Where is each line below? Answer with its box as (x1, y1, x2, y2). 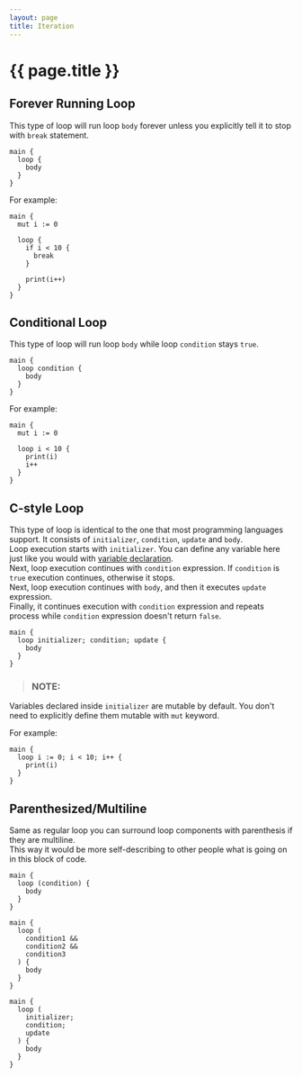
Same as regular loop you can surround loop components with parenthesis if (9, 825, 293, 836)
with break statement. (9, 130, 90, 140)
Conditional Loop (9, 314, 108, 330)
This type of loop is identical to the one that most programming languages (9, 524, 284, 536)
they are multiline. (9, 835, 75, 846)
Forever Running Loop (9, 96, 136, 112)
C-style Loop (9, 501, 84, 516)
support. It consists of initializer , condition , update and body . (9, 534, 244, 545)
